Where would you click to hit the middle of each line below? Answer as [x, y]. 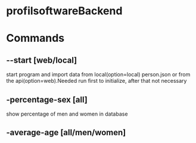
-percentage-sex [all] [47, 100]
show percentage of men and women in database [67, 114]
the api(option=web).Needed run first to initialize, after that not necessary [97, 81]
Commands [35, 38]
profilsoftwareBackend [64, 11]
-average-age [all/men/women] [66, 133]
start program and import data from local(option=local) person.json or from [98, 74]
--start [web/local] [42, 60]
